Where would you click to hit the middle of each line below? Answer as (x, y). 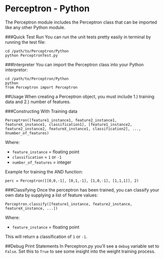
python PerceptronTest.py (31, 55)
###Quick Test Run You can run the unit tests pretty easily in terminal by (78, 37)
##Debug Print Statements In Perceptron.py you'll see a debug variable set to (82, 246)
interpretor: (16, 70)
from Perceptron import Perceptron (41, 87)
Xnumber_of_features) (27, 133)
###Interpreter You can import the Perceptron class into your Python (74, 64)
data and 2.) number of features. (38, 102)
